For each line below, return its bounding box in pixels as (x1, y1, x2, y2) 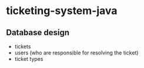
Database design (6, 28, 69, 38)
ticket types (14, 56, 43, 62)
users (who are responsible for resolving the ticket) (14, 49, 139, 56)
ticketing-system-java (6, 4, 118, 18)
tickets (14, 43, 31, 50)
